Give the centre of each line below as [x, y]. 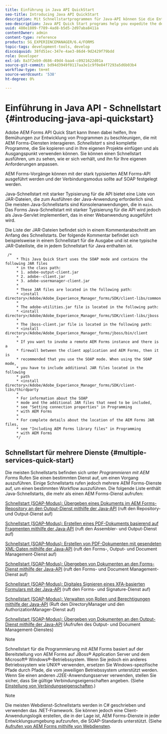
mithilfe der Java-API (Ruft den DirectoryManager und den [65, 604]
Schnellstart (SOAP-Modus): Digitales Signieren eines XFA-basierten [75, 584]
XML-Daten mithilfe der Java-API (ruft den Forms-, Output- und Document [81, 549]
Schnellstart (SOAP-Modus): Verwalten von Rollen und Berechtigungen [78, 599]
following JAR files [27, 263]
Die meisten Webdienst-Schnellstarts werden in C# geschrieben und [75, 705]
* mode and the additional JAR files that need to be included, [84, 403]
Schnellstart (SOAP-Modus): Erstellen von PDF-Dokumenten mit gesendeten [83, 543]
